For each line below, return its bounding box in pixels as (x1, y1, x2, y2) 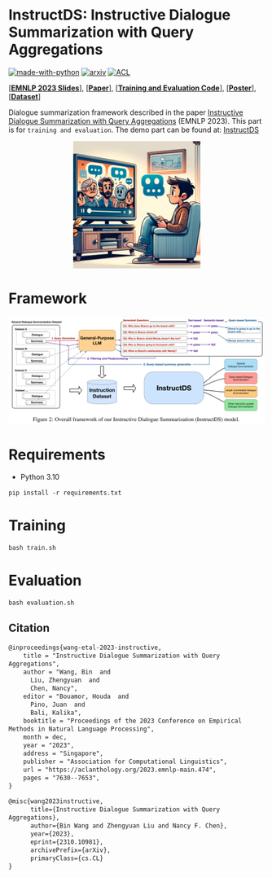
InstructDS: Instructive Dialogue (8, 6, 230, 24)
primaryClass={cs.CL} (29, 854, 104, 863)
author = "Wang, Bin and (23, 668, 112, 677)
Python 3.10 (20, 472, 59, 482)
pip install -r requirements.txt (8, 489, 122, 498)
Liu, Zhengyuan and (29, 676, 100, 685)
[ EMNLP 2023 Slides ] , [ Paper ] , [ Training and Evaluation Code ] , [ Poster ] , (8, 83, 257, 93)
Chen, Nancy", (29, 684, 79, 693)
